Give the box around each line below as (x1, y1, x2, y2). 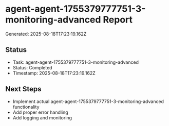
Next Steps (5, 85, 42, 93)
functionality (12, 104, 40, 110)
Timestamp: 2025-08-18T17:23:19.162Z (12, 70, 96, 76)
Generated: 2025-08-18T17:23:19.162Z (5, 31, 87, 37)
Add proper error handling (12, 109, 68, 115)
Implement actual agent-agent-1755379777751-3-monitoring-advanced (12, 98, 164, 105)
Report (103, 14, 133, 26)
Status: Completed (12, 64, 52, 70)
